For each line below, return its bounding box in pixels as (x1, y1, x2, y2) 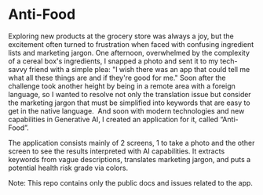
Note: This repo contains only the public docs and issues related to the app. (8, 178, 254, 187)
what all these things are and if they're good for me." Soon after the (8, 73, 226, 82)
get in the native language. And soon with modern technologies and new (8, 106, 245, 115)
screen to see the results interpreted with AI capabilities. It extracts (8, 146, 225, 156)
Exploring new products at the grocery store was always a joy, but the (8, 31, 234, 41)
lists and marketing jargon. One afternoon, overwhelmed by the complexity (8, 48, 250, 57)
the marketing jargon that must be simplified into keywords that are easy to (8, 98, 250, 107)
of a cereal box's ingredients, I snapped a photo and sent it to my (8, 56, 218, 66)
